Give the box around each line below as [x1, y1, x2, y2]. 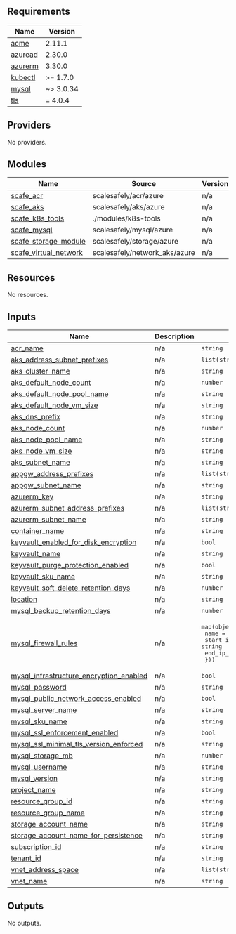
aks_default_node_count [11, 378, 91, 388]
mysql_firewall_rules [11, 638, 78, 648]
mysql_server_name [11, 705, 77, 715]
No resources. [7, 291, 48, 299]
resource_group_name [11, 808, 86, 817]
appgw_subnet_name [11, 480, 82, 490]
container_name [11, 526, 65, 536]
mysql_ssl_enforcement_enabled [11, 728, 119, 738]
